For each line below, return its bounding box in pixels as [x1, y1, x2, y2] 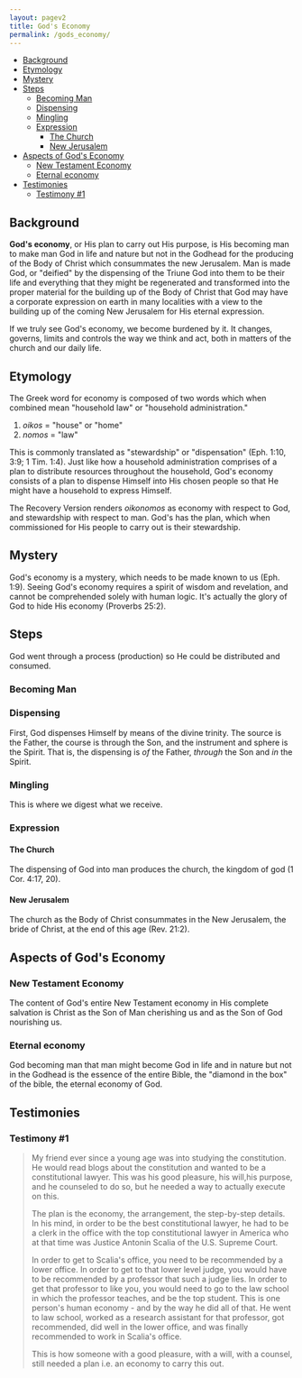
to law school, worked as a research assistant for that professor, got [31, 1312, 285, 1323]
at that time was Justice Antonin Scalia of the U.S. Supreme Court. [31, 1237, 279, 1248]
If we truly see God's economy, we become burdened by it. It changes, [9, 324, 273, 335]
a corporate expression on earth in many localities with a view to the [9, 297, 263, 308]
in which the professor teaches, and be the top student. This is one [31, 1293, 281, 1304]
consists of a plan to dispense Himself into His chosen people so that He [9, 475, 279, 486]
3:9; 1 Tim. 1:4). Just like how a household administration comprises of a [9, 456, 278, 467]
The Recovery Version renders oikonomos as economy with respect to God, [9, 502, 291, 513]
